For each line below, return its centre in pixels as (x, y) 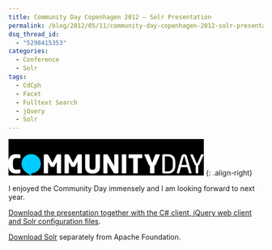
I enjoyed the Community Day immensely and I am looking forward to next (132, 189)
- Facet (29, 94)
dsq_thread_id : (34, 34)
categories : (28, 51)
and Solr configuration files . (55, 222)
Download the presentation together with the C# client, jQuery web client (130, 213)
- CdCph (29, 85)
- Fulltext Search (47, 102)
